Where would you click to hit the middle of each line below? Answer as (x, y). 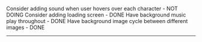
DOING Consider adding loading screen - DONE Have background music (96, 15)
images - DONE (26, 27)
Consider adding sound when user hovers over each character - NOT (92, 9)
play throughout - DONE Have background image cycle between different (97, 21)
